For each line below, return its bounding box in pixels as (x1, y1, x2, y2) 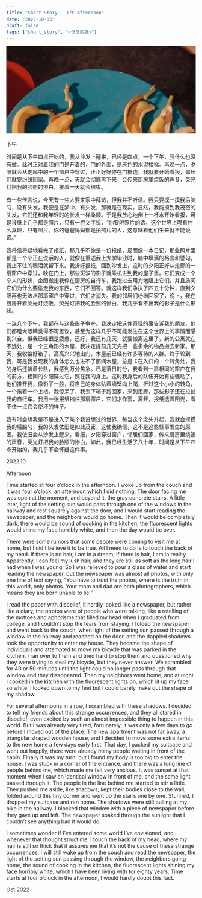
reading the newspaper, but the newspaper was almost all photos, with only (6, 570, 194, 577)
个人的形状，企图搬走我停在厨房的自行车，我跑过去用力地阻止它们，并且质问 (6, 276, 196, 284)
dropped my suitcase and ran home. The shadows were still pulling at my (6, 798, 188, 806)
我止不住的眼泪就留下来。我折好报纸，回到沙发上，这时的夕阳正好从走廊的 (6, 261, 191, 269)
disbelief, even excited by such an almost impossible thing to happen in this (6, 715, 194, 722)
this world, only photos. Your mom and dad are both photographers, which (6, 582, 191, 590)
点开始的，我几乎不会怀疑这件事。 (6, 445, 91, 453)
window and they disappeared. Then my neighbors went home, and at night (6, 671, 194, 678)
